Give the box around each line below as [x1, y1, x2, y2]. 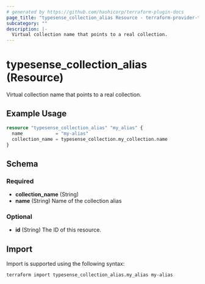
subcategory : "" [6, 20, 48, 26]
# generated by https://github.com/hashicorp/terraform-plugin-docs [6, 9, 184, 15]
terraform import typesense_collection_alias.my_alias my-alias [6, 272, 173, 278]
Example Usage [6, 108, 67, 119]
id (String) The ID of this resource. [15, 226, 102, 233]
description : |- [6, 26, 48, 32]
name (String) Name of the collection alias [15, 197, 122, 205]
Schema [6, 158, 38, 169]
